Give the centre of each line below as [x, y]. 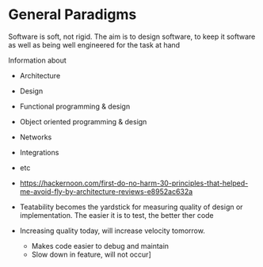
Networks [36, 137]
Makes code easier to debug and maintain [100, 246]
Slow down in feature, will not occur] [91, 254]
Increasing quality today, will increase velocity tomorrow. [112, 231]
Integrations [39, 152]
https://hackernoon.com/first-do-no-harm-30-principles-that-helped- [134, 183]
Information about [38, 60]
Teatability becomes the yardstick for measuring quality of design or [131, 207]
